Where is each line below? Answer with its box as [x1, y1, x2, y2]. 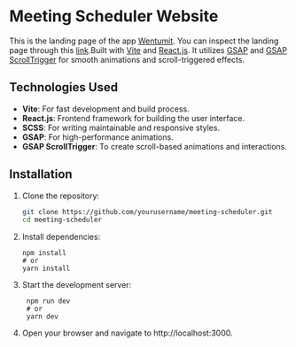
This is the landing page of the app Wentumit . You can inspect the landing [9, 35, 279, 46]
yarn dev [26, 312, 59, 321]
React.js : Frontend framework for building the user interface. [21, 112, 245, 123]
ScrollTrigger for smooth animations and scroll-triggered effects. [9, 54, 245, 65]
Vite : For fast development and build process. [21, 104, 190, 114]
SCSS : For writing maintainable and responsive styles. [21, 122, 220, 133]
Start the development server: [21, 280, 132, 290]
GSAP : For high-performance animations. [21, 131, 175, 143]
